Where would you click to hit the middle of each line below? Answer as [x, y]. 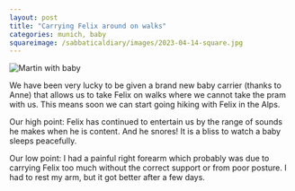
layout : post [34, 17]
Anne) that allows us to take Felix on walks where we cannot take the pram [147, 95]
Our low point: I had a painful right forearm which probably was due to [139, 159]
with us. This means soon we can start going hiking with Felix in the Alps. [145, 105]
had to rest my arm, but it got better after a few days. [107, 178]
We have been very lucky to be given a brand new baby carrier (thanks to [145, 85]
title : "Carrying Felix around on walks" [88, 26]
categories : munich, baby [58, 34]
